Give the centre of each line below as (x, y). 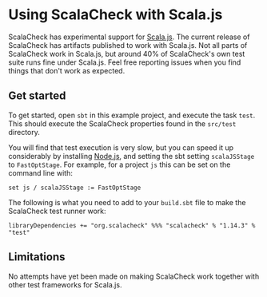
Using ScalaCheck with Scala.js (116, 15)
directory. (24, 132)
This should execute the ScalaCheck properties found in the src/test (122, 123)
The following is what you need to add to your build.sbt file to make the (127, 202)
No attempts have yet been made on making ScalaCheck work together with (134, 276)
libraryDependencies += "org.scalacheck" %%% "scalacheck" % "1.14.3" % (132, 225)
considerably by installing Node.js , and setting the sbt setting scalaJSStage (132, 156)
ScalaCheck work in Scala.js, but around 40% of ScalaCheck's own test (127, 53)
